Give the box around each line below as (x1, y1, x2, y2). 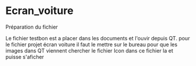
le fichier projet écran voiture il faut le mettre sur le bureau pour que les (5, 41, 178, 48)
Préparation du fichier (5, 23, 58, 30)
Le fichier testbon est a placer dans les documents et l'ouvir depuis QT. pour (5, 34, 190, 41)
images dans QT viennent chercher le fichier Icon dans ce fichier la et (5, 47, 174, 54)
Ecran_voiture (5, 4, 74, 18)
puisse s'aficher (5, 53, 44, 60)
